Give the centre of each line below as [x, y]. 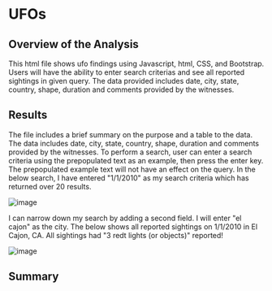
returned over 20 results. [50, 186]
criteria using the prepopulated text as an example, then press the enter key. [136, 160]
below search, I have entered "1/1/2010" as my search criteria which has [129, 178]
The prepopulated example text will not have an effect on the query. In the [132, 169]
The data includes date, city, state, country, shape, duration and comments [134, 143]
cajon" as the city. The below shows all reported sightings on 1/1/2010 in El [133, 226]
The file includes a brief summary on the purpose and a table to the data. [131, 134]
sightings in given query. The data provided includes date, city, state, [124, 81]
